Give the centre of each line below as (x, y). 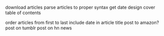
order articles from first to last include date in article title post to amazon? (82, 23)
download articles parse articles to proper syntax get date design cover (80, 7)
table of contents (23, 13)
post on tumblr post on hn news (39, 28)
